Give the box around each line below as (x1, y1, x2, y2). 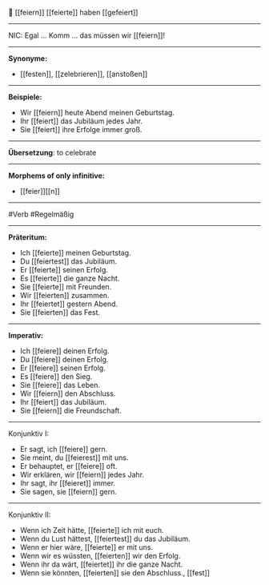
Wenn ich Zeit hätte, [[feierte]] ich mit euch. (19, 526, 164, 535)
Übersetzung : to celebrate (8, 148, 97, 157)
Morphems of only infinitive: (8, 171, 106, 180)
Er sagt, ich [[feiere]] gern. (19, 445, 108, 454)
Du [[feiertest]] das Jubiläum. (19, 256, 118, 266)
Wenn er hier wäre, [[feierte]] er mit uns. (19, 543, 154, 552)
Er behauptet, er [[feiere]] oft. (19, 462, 118, 470)
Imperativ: (8, 331, 44, 340)
